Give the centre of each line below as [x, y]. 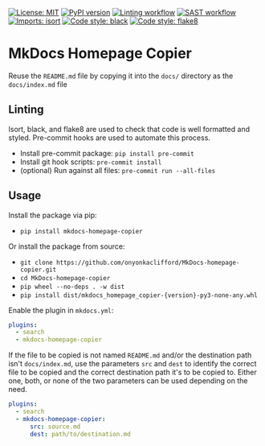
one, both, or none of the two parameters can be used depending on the [128, 381]
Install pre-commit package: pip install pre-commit [107, 153]
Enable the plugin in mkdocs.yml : [61, 310]
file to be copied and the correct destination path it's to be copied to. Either [132, 372]
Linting [26, 110]
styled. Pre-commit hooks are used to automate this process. [110, 138]
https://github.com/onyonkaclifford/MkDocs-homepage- [148, 262]
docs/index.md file [38, 84]
